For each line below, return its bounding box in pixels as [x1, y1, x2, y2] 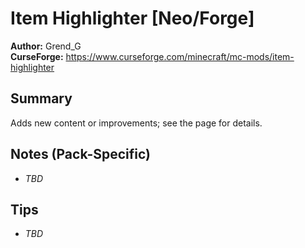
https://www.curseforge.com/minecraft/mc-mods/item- [65, 50, 295, 62]
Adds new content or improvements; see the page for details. [10, 117, 263, 129]
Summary [10, 90, 73, 107]
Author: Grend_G [10, 40, 82, 52]
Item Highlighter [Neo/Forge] [10, 7, 255, 30]
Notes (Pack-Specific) [10, 146, 151, 163]
